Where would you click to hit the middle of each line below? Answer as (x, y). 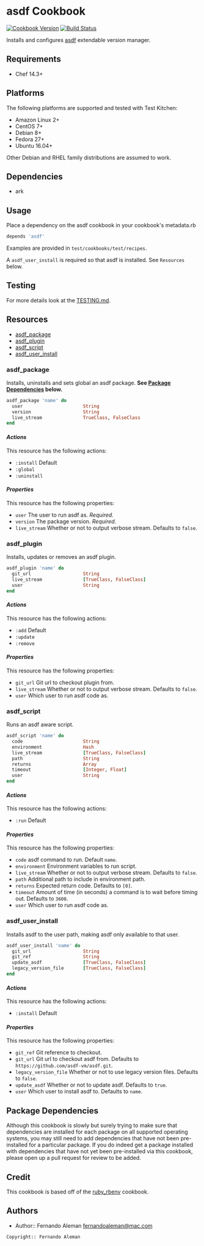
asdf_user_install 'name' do (43, 945)
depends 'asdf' (26, 236)
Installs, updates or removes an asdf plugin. (61, 557)
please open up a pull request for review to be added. (74, 1158)
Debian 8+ (28, 133)
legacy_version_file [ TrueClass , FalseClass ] (79, 968)
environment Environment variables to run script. (76, 866)
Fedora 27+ (30, 139)
